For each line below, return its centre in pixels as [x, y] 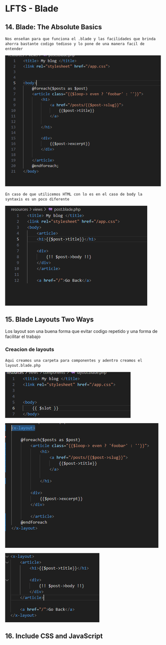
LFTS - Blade [32, 9]
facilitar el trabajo [23, 337]
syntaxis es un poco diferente [37, 199]
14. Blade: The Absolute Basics [54, 27]
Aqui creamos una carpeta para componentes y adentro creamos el [74, 360]
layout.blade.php [23, 365]
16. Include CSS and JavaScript [54, 636]
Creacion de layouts [30, 349]
